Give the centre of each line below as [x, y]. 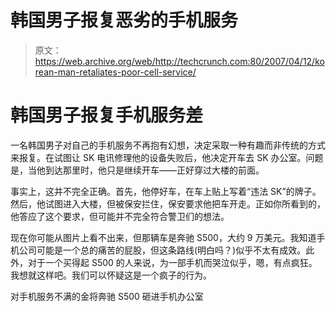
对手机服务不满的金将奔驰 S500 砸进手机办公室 [107, 296]
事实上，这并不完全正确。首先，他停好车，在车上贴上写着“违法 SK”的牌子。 [166, 191]
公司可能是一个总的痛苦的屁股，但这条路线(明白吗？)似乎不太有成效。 [162, 250]
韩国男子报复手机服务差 [107, 115]
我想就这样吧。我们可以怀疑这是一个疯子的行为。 [111, 275]
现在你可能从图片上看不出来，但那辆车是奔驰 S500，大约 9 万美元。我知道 [163, 237]
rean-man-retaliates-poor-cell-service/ [115, 72]
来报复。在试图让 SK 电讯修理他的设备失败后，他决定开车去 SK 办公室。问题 [167, 157]
